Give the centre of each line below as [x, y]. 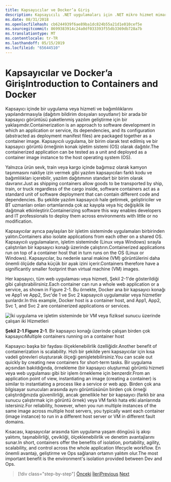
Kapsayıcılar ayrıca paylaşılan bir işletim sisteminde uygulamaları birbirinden [85, 231]
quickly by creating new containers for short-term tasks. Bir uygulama [79, 362]
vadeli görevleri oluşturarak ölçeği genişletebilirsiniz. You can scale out [79, 357]
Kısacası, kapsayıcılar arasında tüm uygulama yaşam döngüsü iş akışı [78, 431]
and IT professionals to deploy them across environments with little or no [82, 216]
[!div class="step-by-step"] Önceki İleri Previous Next [74, 474]
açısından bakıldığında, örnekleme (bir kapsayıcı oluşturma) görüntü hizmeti [85, 368]
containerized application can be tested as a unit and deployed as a [76, 152]
